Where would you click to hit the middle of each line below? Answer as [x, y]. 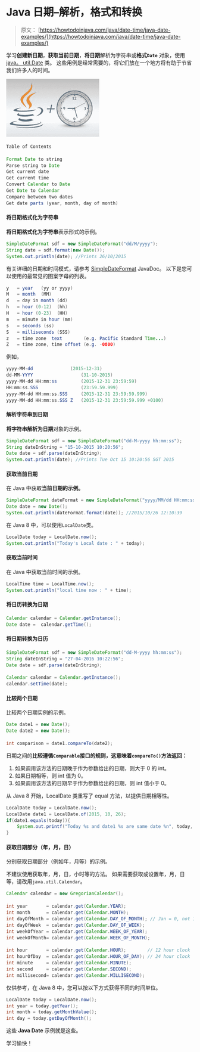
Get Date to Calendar [33, 191]
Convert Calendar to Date [38, 184]
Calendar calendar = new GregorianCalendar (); [65, 894]
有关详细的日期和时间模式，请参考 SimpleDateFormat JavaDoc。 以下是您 [97, 268]
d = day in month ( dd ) [37, 301]
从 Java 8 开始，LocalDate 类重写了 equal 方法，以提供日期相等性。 [89, 796]
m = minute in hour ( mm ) [40, 319]
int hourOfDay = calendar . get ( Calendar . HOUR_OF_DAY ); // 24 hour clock [98, 957]
